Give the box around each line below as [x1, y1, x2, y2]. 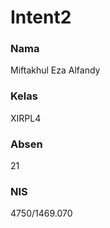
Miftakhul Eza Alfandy [10, 64, 101, 76]
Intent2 [10, 6, 72, 29]
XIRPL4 [10, 112, 42, 124]
